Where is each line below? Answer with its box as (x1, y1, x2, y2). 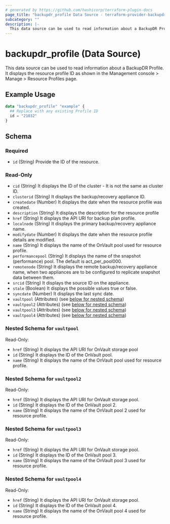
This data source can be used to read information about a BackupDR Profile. (5, 65, 164, 71)
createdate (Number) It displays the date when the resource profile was (12, 199, 162, 205)
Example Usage (5, 90, 56, 99)
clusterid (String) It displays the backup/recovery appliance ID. (12, 194, 146, 200)
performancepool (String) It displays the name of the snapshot (12, 253, 141, 259)
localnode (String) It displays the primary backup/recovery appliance (12, 221, 156, 227)
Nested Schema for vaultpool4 (5, 475, 82, 482)
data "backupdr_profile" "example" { (5, 103, 85, 109)
